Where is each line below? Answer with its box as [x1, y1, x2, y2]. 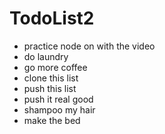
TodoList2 [9, 7, 95, 30]
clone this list [23, 72, 79, 84]
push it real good [23, 93, 94, 105]
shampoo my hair [23, 103, 96, 116]
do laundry [23, 50, 69, 62]
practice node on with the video [23, 40, 156, 52]
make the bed [23, 114, 81, 126]
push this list [23, 82, 77, 94]
